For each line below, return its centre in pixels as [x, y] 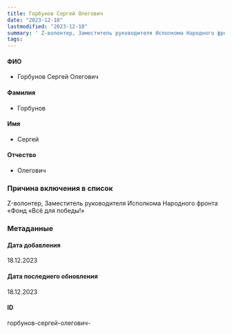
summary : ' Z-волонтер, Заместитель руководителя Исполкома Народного [111, 33]
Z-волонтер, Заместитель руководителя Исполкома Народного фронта [113, 203]
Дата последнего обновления [52, 276]
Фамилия [21, 92]
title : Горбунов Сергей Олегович [55, 13]
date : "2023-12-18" [35, 20]
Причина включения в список [60, 188]
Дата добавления [34, 245]
